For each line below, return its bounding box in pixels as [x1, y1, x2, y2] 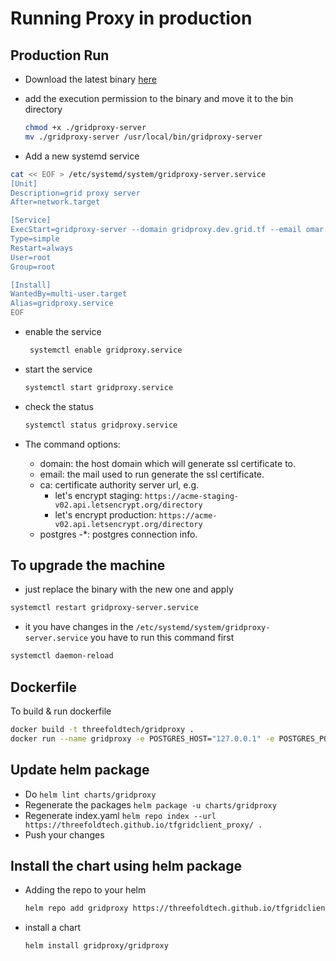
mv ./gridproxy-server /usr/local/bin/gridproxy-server [24, 132, 263, 142]
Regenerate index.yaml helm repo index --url [24, 809, 217, 821]
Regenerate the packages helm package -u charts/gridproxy [24, 798, 277, 811]
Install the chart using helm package [10, 857, 243, 874]
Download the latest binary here [24, 73, 157, 85]
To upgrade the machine [10, 557, 166, 574]
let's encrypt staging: [54, 489, 143, 501]
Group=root [10, 262, 56, 272]
